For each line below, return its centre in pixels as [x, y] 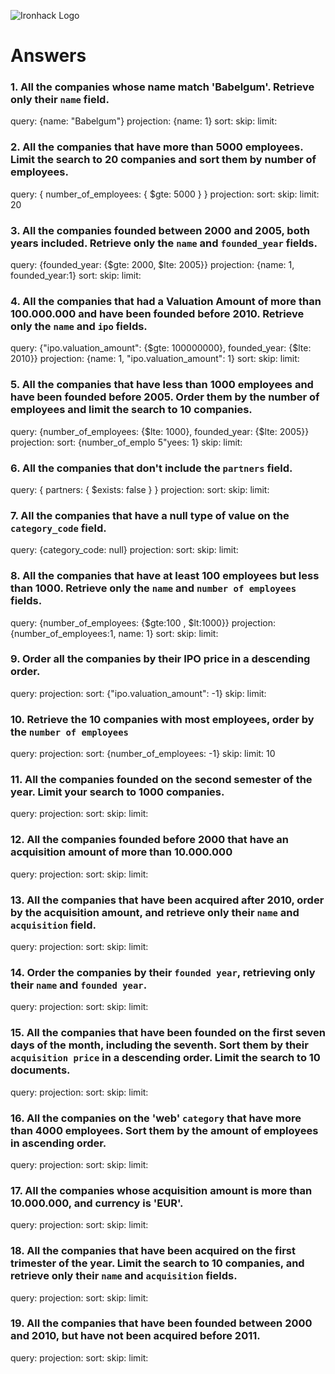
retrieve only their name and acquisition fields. [124, 1276]
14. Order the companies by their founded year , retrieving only [163, 972]
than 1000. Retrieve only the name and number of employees [153, 588]
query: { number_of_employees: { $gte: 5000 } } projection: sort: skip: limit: [165, 194]
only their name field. [60, 100]
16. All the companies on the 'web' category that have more [156, 1118]
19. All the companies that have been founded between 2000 [161, 1323]
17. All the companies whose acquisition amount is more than [161, 1190]
